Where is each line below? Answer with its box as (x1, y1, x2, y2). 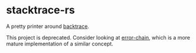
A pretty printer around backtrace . (6, 23, 90, 30)
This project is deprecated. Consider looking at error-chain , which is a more (6, 34, 191, 41)
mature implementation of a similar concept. (6, 40, 113, 47)
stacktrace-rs (6, 3, 75, 17)
